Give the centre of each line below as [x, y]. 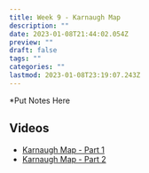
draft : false [33, 51]
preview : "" [31, 42]
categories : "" [37, 67]
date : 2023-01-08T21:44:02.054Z [69, 34]
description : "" [39, 26]
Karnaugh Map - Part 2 [64, 159]
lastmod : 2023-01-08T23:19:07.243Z [75, 75]
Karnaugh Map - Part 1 [63, 149]
